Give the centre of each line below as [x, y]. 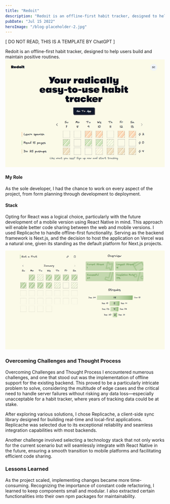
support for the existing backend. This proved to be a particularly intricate [82, 383]
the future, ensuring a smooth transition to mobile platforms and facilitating [83, 450]
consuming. [17, 485]
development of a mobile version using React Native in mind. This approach [84, 222]
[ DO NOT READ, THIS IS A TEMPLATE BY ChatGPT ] [60, 42]
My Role [14, 177]
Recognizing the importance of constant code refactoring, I [92, 485]
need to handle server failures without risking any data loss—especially [80, 393]
